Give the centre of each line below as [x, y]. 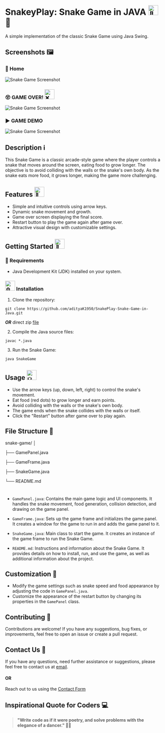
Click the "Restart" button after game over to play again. [69, 416]
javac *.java [18, 341]
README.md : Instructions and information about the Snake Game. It [78, 548]
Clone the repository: [34, 300]
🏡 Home [15, 69]
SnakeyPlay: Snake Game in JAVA [76, 12]
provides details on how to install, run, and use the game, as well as [81, 553]
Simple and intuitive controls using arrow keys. [60, 206]
